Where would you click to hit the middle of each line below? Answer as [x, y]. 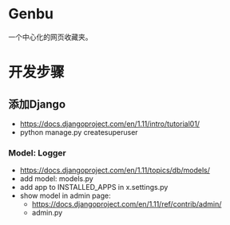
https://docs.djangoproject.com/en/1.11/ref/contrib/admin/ [127, 204]
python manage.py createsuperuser [79, 132]
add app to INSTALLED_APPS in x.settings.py [94, 187]
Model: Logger [37, 152]
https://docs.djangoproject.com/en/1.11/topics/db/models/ [115, 170]
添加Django [37, 104]
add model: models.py [56, 179]
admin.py [47, 213]
